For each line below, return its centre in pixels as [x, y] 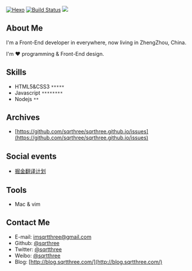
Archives [23, 118]
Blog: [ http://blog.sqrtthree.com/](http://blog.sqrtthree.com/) [88, 262]
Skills [16, 73]
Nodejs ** [27, 99]
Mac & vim [27, 204]
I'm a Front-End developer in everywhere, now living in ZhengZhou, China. [96, 42]
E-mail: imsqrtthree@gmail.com [53, 237]
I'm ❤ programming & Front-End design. [55, 53]
